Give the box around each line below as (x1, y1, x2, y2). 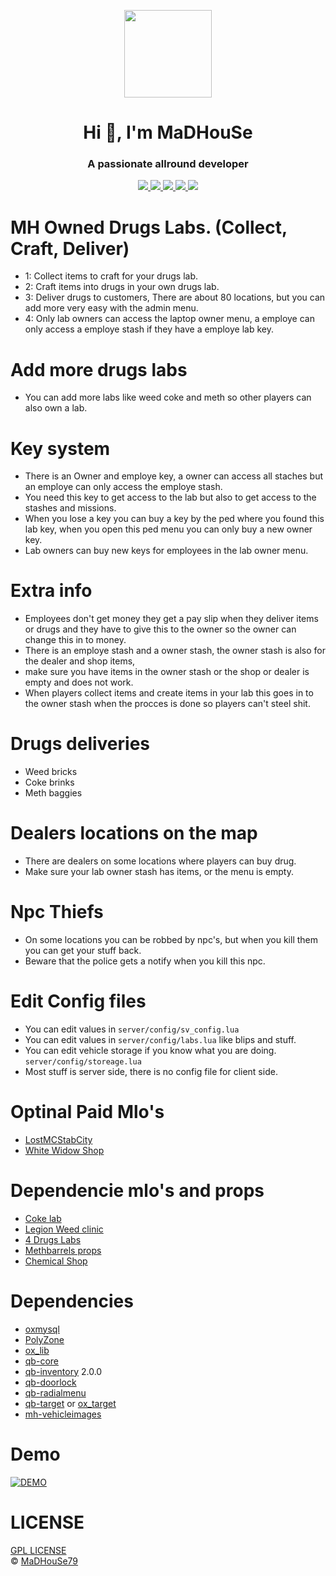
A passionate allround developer (87, 157, 249, 171)
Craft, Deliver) (10, 237, 130, 260)
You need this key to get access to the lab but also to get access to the (24, 491, 317, 504)
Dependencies (10, 1290, 134, 1313)
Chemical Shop (24, 1255, 88, 1267)
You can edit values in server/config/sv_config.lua (24, 1023, 240, 1035)
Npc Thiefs (10, 901, 104, 924)
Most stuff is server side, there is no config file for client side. (24, 1065, 278, 1077)
